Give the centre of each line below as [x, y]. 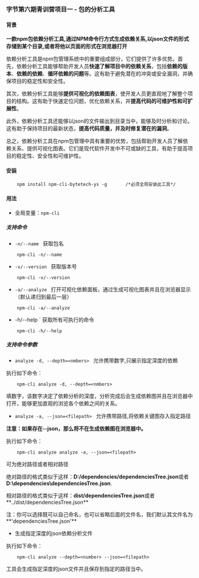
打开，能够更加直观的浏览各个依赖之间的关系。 [63, 403]
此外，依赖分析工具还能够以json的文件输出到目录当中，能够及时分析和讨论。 [99, 121]
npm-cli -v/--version [43, 277]
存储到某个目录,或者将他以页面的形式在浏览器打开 [67, 46]
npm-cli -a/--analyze [43, 308]
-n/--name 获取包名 [39, 243]
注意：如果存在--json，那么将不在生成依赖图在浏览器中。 [76, 429]
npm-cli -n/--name [39, 255]
